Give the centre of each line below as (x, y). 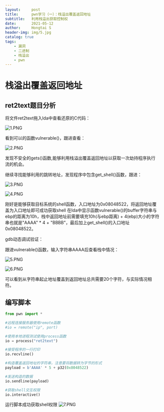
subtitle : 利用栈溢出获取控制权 (36, 19)
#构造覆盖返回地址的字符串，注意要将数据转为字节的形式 (54, 363)
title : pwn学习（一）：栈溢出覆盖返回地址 (48, 14)
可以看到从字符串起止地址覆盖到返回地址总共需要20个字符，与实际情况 (76, 279)
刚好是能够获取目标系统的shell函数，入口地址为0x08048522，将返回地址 (79, 204)
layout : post (23, 10)
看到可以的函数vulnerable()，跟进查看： (45, 138)
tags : (11, 42)
